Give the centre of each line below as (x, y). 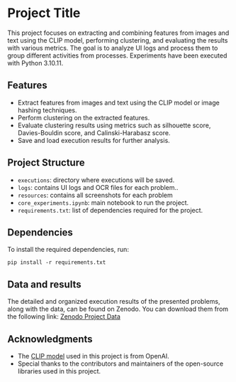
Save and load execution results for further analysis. (94, 140)
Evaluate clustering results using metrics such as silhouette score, (114, 125)
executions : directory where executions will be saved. (96, 180)
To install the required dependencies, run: (68, 250)
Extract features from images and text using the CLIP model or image (118, 102)
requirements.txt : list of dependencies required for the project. (110, 210)
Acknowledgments (50, 339)
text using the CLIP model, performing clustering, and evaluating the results (118, 40)
